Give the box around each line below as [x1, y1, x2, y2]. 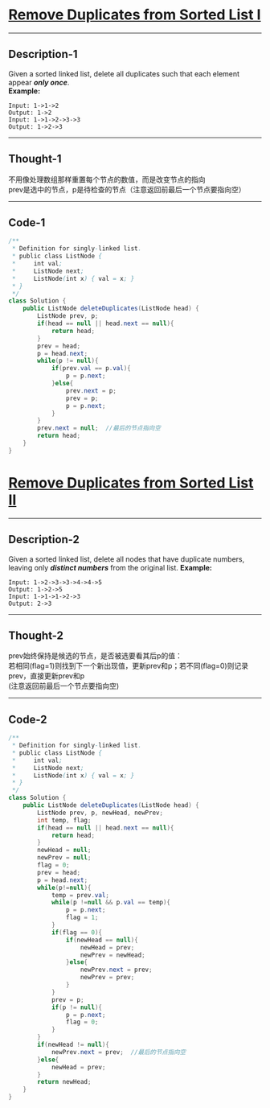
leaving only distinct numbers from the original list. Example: [8, 562, 213, 572]
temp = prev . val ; [51, 891, 110, 899]
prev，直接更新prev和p [8, 671, 85, 681]
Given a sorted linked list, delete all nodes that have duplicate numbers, [8, 554, 245, 564]
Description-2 [8, 533, 80, 546]
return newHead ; [37, 1078, 92, 1086]
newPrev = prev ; [80, 974, 135, 982]
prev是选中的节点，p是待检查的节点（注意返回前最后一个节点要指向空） [8, 184, 246, 194]
